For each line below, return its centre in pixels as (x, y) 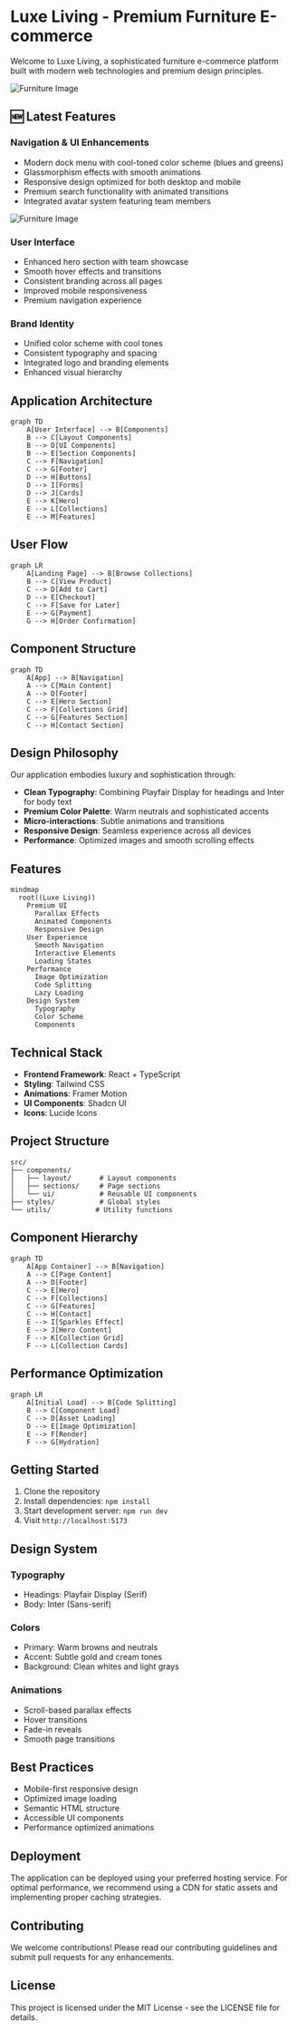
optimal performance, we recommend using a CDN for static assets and (144, 1888)
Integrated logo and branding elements (96, 363)
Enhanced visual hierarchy (73, 373)
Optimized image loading (70, 1799)
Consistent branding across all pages (93, 281)
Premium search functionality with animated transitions (126, 191)
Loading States (63, 962)
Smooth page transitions (69, 1739)
